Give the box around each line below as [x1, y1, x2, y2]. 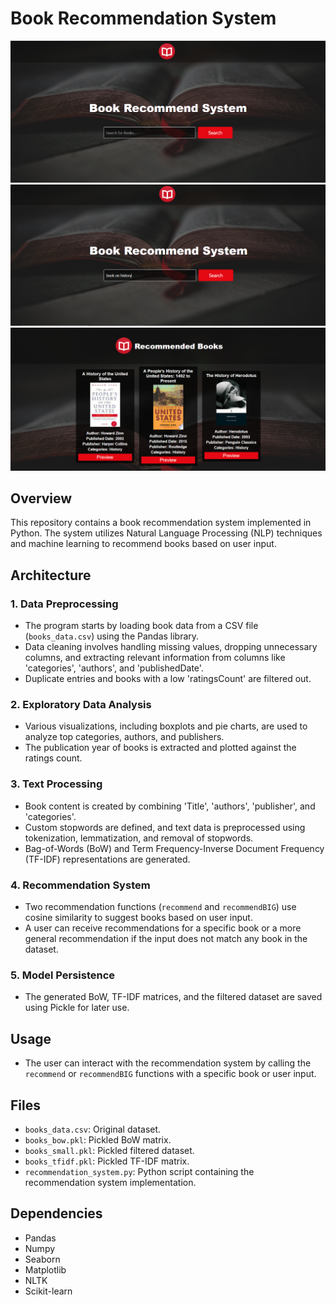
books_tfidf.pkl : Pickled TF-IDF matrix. [24, 1155, 190, 1167]
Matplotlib [24, 1263, 67, 1276]
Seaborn [24, 1253, 61, 1265]
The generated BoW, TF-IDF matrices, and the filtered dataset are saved [24, 991, 323, 1003]
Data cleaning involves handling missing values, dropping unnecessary [24, 641, 318, 653]
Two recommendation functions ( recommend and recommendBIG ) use [24, 901, 297, 912]
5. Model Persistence [10, 968, 116, 982]
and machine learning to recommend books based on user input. [10, 538, 277, 550]
